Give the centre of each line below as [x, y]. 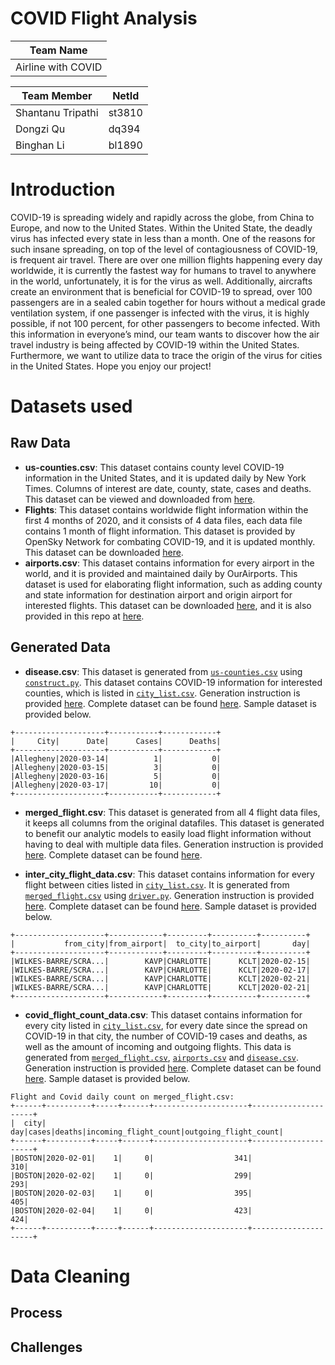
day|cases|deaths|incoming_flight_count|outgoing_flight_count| [147, 1132]
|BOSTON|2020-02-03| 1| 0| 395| [131, 1193]
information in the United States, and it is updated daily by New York [165, 478]
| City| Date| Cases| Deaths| [116, 741]
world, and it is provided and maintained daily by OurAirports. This [161, 573]
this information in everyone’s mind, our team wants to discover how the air [165, 334]
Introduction [63, 189]
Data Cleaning [70, 1276]
